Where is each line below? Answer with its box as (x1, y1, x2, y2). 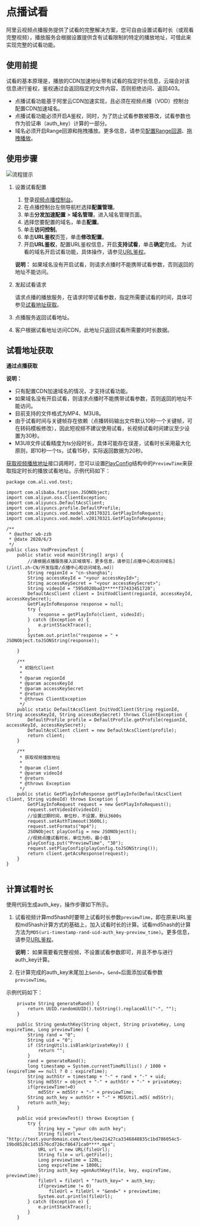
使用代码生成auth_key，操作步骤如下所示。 (6, 901, 112, 908)
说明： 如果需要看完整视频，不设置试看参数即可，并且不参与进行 (14, 948, 173, 956)
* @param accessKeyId (19, 680, 73, 687)
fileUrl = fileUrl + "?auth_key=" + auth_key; (37, 1178, 156, 1184)
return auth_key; (27, 1100, 70, 1106)
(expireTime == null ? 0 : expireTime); (6, 1069, 108, 1075)
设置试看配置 (14, 183, 46, 191)
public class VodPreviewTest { (6, 547, 84, 553)
